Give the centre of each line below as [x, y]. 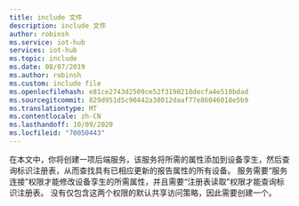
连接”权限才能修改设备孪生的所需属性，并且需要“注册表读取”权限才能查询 [143, 181]
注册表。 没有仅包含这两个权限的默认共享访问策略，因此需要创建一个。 [146, 193]
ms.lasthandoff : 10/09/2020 [61, 125]
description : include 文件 [58, 26]
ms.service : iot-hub [48, 42]
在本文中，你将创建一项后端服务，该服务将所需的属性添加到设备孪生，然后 [145, 159]
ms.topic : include [43, 59]
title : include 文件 [46, 17]
